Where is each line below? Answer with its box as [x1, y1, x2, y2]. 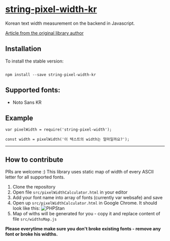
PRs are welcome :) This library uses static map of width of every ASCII [5, 169, 154, 175]
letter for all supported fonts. [5, 174, 65, 180]
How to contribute [5, 155, 64, 164]
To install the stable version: [5, 58, 64, 64]
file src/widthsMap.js [12, 216, 57, 222]
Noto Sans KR [12, 99, 42, 105]
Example [5, 113, 33, 122]
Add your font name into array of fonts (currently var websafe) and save [12, 195, 163, 201]
